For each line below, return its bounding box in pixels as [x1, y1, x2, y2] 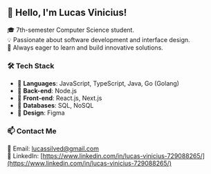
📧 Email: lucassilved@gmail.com [7, 144, 99, 153]
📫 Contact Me [7, 126, 57, 136]
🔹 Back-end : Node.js [17, 87, 77, 95]
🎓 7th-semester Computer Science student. [7, 26, 135, 34]
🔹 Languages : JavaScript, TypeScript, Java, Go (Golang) [17, 79, 180, 88]
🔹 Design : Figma [17, 108, 65, 117]
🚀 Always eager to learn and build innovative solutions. [7, 43, 164, 52]
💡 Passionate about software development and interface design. [7, 35, 190, 43]
